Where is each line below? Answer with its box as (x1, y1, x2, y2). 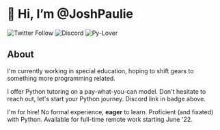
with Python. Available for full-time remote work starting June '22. (7, 115, 193, 123)
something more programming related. (7, 74, 116, 82)
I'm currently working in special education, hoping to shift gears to (7, 66, 194, 75)
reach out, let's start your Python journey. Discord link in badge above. (7, 94, 206, 103)
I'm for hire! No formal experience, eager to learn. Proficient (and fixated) (7, 107, 214, 116)
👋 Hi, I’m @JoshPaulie (7, 6, 134, 22)
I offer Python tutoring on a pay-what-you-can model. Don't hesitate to (7, 87, 206, 95)
